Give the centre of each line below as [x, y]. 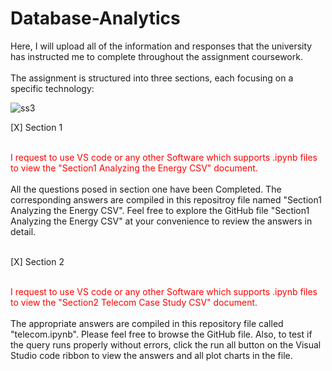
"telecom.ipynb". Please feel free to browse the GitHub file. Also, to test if [161, 334]
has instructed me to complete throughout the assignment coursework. [156, 56]
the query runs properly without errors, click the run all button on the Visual [166, 344]
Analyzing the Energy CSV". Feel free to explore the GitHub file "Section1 [160, 210]
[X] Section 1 [36, 127]
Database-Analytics [95, 18]
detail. [23, 231]
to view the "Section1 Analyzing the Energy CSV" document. [134, 168]
